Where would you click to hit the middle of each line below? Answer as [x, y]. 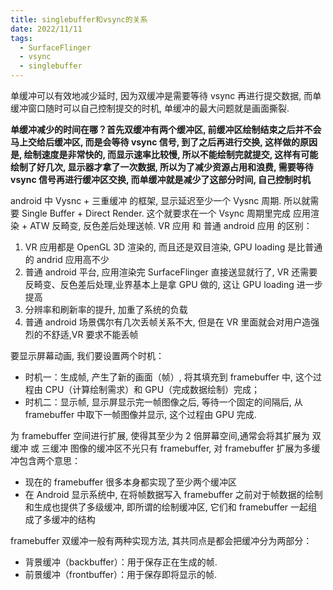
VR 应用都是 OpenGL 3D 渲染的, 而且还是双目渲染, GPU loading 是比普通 [173, 247]
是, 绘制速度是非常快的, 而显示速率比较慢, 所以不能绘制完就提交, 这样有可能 [164, 154]
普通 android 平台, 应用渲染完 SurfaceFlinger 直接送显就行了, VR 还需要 [171, 272]
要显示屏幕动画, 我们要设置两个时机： [87, 355]
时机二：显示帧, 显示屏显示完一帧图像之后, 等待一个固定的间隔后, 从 [163, 402]
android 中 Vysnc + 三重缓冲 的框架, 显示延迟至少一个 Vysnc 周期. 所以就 [160, 200]
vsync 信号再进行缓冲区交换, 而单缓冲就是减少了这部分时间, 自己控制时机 [161, 179]
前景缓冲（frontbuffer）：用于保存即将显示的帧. [120, 574]
